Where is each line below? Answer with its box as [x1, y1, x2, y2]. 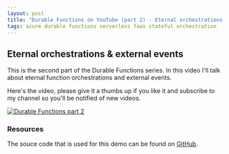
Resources [7, 125, 44, 134]
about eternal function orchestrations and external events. [7, 73, 172, 82]
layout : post [7, 10, 45, 17]
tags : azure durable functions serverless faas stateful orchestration [7, 23, 217, 29]
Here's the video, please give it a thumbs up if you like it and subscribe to [7, 87, 215, 95]
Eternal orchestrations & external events [7, 48, 184, 60]
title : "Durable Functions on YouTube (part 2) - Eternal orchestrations [7, 16, 223, 23]
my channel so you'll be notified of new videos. [7, 94, 141, 103]
